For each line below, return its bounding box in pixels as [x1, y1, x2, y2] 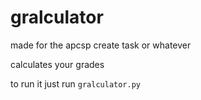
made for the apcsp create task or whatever [10, 39, 192, 51]
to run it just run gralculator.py [10, 77, 142, 90]
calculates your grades [10, 58, 105, 70]
